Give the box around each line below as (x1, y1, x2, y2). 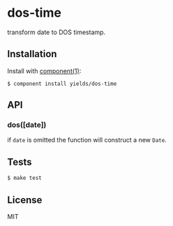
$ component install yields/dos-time (7, 80, 117, 87)
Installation (7, 48, 57, 60)
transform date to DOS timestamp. (7, 28, 106, 36)
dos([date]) (7, 120, 47, 130)
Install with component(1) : (7, 66, 82, 75)
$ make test (7, 174, 42, 182)
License (7, 194, 43, 206)
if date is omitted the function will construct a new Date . (7, 136, 167, 144)
